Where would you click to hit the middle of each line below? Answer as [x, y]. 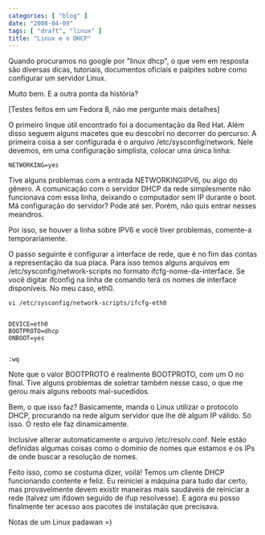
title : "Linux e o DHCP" [50, 38]
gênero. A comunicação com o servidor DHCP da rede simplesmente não [130, 189]
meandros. [26, 215]
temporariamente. [38, 239]
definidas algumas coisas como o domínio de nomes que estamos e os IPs [132, 448]
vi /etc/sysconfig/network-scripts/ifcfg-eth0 [88, 303]
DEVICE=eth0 [28, 324]
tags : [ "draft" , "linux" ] [55, 31]
